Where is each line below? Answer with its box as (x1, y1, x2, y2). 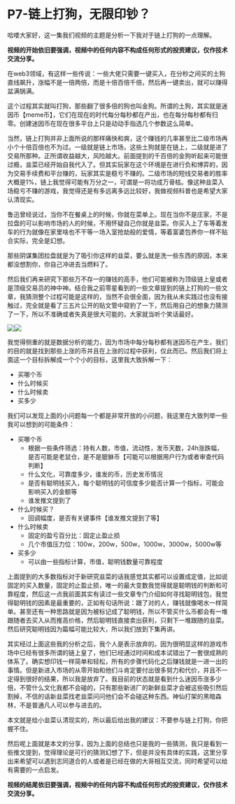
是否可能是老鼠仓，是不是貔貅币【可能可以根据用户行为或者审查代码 (27, 452, 225, 460)
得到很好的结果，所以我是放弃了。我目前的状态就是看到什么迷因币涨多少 (13, 675, 222, 683)
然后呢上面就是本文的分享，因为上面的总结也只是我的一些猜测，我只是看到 (7, 739, 222, 747)
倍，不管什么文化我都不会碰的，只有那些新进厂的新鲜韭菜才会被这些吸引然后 (7, 683, 228, 691)
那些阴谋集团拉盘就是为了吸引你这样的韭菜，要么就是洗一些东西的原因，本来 (7, 251, 228, 260)
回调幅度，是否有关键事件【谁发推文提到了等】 (27, 514, 163, 522)
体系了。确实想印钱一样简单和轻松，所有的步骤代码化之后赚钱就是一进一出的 (7, 657, 228, 665)
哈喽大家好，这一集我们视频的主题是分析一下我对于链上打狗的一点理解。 (7, 31, 215, 39)
